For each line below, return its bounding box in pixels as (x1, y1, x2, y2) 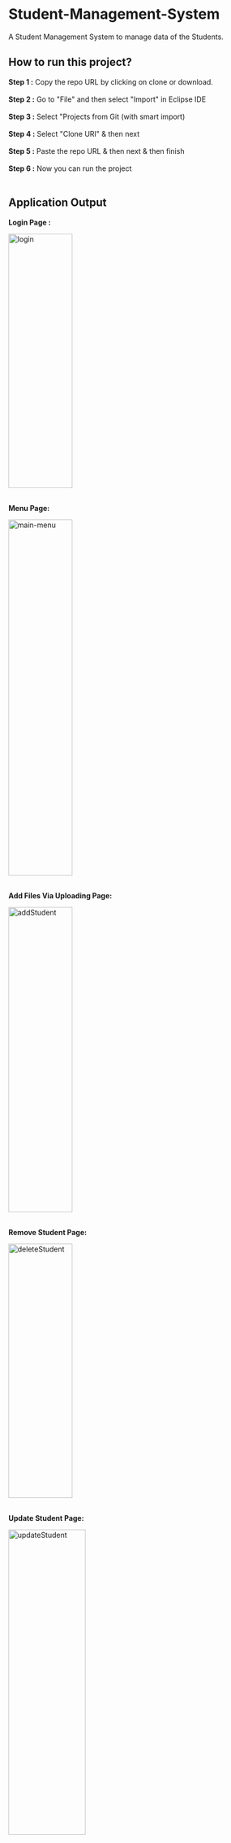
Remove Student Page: (8, 1227, 88, 1237)
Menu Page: (8, 503, 50, 513)
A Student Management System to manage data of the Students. (8, 32, 225, 41)
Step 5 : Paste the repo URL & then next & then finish (8, 146, 185, 155)
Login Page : (8, 217, 51, 227)
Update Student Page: (8, 1513, 84, 1522)
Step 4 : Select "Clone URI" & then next (8, 129, 140, 138)
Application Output (8, 196, 107, 210)
